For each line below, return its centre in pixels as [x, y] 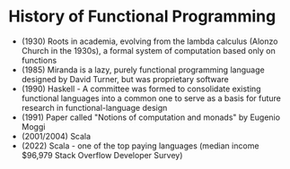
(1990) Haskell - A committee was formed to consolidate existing [141, 89]
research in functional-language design [94, 107]
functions [39, 60]
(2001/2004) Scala [56, 136]
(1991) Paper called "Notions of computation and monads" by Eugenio [150, 117]
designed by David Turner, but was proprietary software [125, 79]
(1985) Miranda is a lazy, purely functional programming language [143, 70]
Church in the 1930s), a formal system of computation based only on [148, 50]
